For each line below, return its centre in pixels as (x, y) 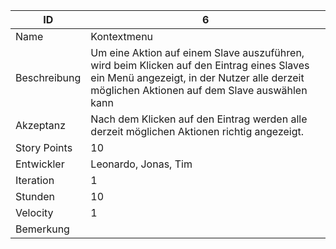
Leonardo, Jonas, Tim (141, 164)
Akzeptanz (41, 125)
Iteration (35, 180)
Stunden (35, 196)
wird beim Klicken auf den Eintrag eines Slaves (200, 65)
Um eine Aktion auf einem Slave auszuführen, (197, 52)
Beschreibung (48, 77)
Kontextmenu (122, 36)
